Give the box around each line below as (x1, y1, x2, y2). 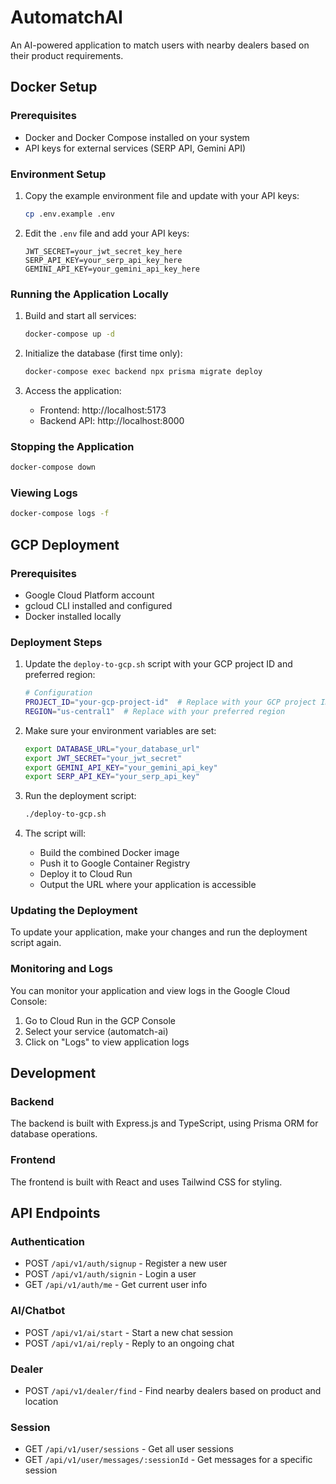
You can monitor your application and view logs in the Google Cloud (10, 984, 291, 996)
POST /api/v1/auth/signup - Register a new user (24, 1257, 228, 1270)
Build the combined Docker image (39, 847, 180, 859)
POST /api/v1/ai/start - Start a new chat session (24, 1326, 234, 1338)
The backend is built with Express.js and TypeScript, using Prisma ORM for (10, 1117, 319, 1130)
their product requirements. (10, 49, 124, 61)
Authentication (10, 1235, 85, 1249)
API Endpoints (10, 1205, 101, 1222)
